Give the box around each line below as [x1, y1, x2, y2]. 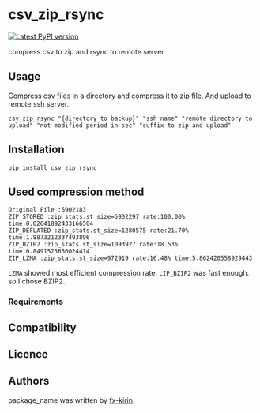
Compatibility [8, 321, 77, 334]
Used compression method [8, 185, 145, 198]
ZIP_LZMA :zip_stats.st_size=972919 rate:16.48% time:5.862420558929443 [8, 254, 253, 262]
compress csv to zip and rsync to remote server [8, 47, 164, 56]
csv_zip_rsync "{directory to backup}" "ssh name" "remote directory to [8, 115, 253, 122]
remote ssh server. [8, 99, 70, 108]
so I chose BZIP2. [8, 276, 66, 286]
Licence [8, 347, 49, 361]
